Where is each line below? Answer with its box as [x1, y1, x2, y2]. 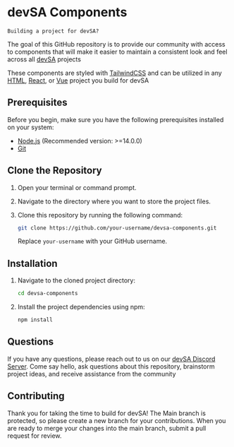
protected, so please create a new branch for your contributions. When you [7, 416, 226, 424]
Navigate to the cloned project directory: [17, 276, 136, 285]
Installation [7, 257, 58, 269]
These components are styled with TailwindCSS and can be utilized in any [7, 68, 222, 77]
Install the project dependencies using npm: [17, 303, 146, 311]
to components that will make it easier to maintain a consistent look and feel [7, 47, 228, 56]
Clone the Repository [7, 165, 102, 177]
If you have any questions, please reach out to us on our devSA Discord [7, 354, 216, 363]
